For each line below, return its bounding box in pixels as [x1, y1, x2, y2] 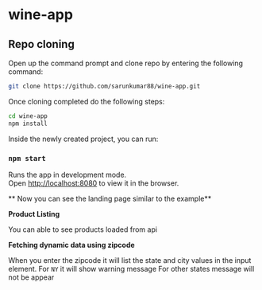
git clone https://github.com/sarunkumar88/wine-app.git [8, 82, 201, 90]
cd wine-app [8, 112, 48, 120]
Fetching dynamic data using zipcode [8, 240, 135, 249]
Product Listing [8, 209, 60, 218]
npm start [8, 154, 46, 163]
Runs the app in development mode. [8, 170, 127, 179]
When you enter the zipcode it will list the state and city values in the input [8, 255, 252, 265]
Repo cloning [8, 37, 75, 51]
